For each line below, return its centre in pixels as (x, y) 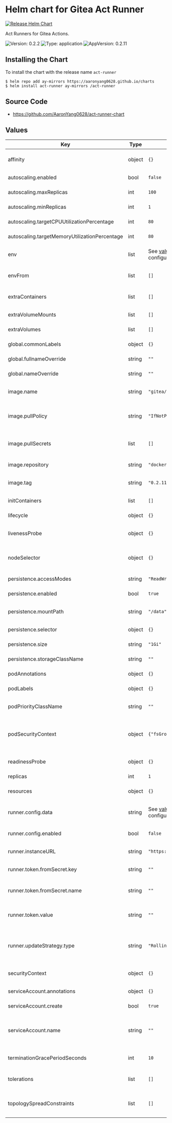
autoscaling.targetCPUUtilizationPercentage (61, 222)
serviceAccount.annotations (42, 991)
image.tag (20, 483)
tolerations (21, 1079)
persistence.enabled (33, 594)
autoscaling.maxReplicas (38, 192)
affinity (16, 160)
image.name (23, 392)
